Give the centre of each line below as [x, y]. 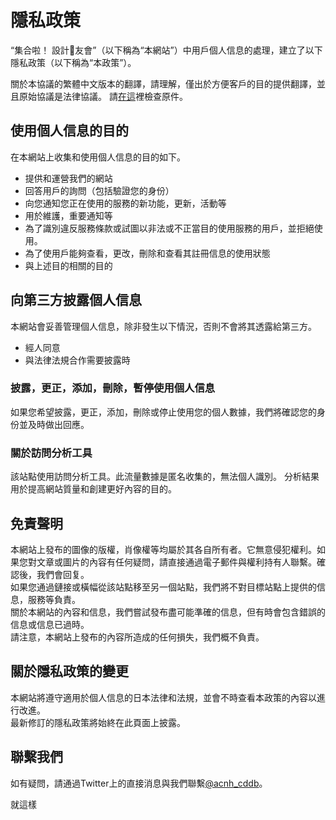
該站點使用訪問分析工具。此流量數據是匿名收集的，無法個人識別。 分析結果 [165, 477]
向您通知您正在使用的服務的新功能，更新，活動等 [125, 203]
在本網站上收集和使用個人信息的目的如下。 [98, 157]
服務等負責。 [54, 599]
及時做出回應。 [58, 424]
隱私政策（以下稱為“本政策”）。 [73, 62]
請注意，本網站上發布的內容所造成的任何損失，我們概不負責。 [137, 637]
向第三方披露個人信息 [76, 300]
